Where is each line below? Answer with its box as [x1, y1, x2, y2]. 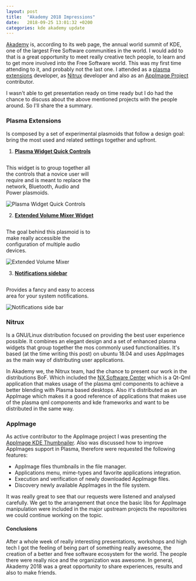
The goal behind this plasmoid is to [6, 228, 91, 235]
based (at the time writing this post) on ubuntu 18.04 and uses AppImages [6, 350, 184, 357]
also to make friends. [6, 569, 57, 576]
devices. [6, 247, 27, 254]
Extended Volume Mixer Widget [14, 211, 94, 218]
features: [6, 452, 28, 459]
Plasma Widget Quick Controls [14, 148, 91, 155]
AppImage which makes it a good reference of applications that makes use [6, 392, 187, 399]
